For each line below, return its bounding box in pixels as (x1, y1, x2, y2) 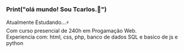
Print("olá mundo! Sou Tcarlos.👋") (6, 5, 107, 13)
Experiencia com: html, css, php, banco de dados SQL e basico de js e (6, 33, 178, 40)
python (6, 40, 24, 47)
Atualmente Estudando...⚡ (6, 19, 70, 26)
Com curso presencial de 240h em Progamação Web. (6, 27, 137, 34)
